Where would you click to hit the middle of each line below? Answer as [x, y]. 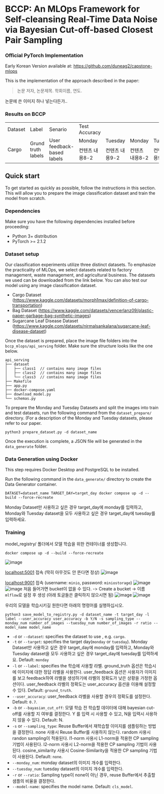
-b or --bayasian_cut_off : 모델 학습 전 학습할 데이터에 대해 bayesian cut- [83, 707]
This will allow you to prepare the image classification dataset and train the [80, 193]
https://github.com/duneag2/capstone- [113, 66]
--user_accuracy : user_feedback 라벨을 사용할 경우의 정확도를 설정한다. [82, 696]
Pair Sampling [34, 40]
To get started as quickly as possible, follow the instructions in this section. [81, 188]
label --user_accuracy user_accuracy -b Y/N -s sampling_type [70, 619]
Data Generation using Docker [41, 459]
